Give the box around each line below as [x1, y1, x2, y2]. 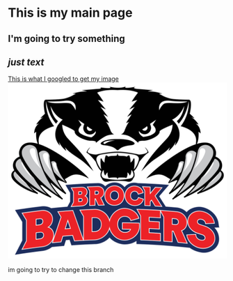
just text [8, 56, 45, 68]
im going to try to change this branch [8, 265, 114, 273]
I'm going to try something [8, 33, 125, 45]
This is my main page [8, 5, 133, 21]
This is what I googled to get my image [8, 75, 119, 83]
